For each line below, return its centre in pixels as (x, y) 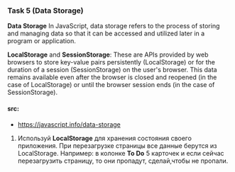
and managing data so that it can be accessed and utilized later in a (106, 33)
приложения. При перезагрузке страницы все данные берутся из (117, 145)
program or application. (42, 41)
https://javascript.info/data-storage (69, 124)
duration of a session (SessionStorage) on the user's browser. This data (113, 70)
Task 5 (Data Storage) (45, 11)
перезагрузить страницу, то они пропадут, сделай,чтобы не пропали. (123, 161)
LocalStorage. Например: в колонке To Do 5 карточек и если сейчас (121, 153)
